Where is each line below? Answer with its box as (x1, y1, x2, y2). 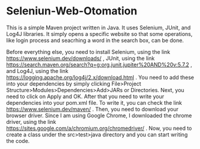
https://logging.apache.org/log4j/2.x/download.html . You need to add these (6, 74, 195, 81)
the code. (6, 137, 30, 144)
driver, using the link (6, 118, 57, 125)
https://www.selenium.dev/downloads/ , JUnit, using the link (6, 54, 155, 62)
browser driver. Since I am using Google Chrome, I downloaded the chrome (6, 112, 192, 119)
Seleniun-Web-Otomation (6, 4, 138, 18)
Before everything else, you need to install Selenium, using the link (6, 48, 171, 55)
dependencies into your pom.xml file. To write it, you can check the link (6, 99, 183, 106)
